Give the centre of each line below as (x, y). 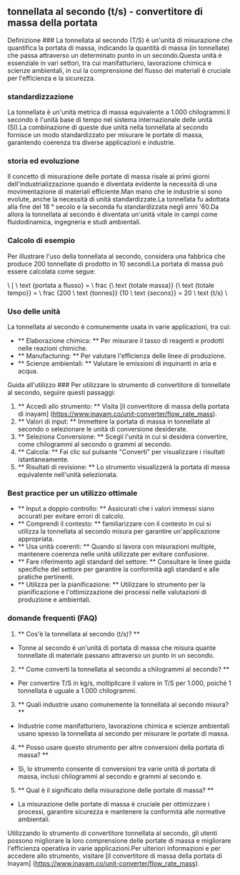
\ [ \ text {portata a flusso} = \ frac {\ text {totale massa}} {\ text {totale (111, 285)
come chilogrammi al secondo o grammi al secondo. (95, 444)
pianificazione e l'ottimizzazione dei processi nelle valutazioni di (112, 592)
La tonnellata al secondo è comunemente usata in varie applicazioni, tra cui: (119, 327)
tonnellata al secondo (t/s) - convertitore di (105, 12)
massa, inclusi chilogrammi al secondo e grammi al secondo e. (110, 776)
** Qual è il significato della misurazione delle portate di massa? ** (116, 790)
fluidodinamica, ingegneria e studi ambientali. (74, 222)
